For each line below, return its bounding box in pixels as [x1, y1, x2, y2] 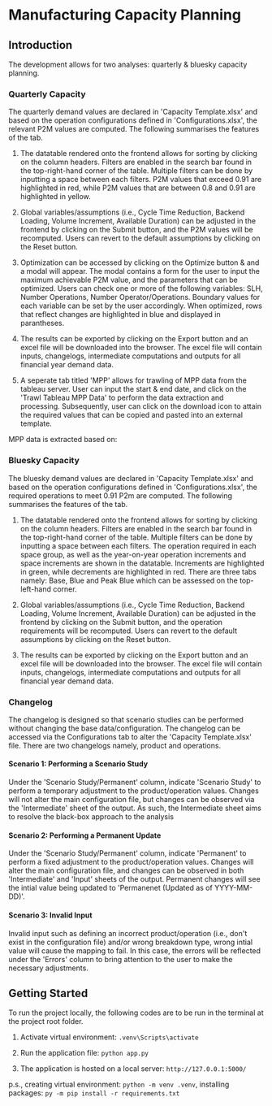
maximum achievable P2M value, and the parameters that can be [19, 275, 238, 285]
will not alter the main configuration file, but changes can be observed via [8, 795, 255, 805]
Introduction [8, 38, 73, 52]
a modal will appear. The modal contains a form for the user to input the [19, 267, 260, 276]
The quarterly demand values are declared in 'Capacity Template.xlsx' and [8, 107, 258, 117]
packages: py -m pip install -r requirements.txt [8, 1088, 180, 1098]
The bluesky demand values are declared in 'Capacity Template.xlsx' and [8, 473, 254, 483]
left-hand [19, 583, 51, 594]
